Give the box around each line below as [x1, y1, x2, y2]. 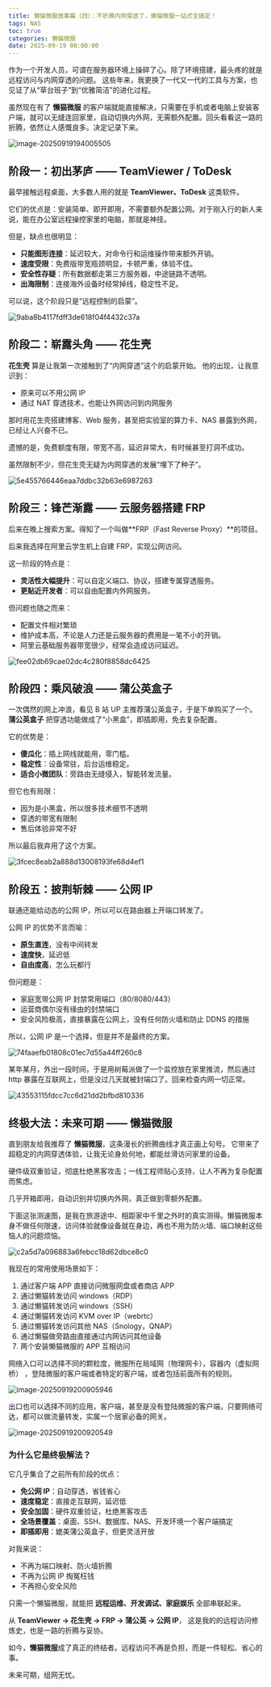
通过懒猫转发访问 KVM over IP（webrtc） [19, 1311, 158, 1320]
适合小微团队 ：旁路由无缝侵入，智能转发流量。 [19, 769, 176, 779]
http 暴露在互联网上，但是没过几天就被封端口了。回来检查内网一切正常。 [8, 1075, 250, 1085]
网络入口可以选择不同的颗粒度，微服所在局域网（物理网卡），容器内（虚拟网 [8, 1358, 260, 1368]
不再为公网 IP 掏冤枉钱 [19, 1572, 95, 1581]
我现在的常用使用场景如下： [8, 1264, 101, 1273]
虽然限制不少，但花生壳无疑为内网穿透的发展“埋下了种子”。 [8, 460, 206, 469]
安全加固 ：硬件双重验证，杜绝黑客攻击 [19, 1507, 148, 1517]
